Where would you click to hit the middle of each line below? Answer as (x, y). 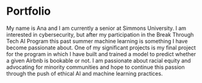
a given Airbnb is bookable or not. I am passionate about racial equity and (99, 60)
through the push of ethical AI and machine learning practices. (85, 73)
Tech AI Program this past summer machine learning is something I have (97, 41)
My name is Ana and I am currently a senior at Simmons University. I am (96, 28)
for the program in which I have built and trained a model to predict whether (101, 54)
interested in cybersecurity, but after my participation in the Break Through (100, 34)
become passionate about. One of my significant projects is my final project (101, 48)
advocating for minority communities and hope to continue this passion (96, 67)
